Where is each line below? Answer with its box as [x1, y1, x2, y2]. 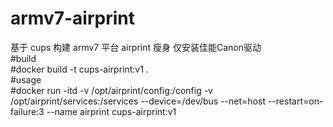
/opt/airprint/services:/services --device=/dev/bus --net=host [10, 95, 266, 107]
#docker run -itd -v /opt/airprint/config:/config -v [10, 84, 213, 96]
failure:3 [10, 105, 45, 117]
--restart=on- [267, 95, 324, 107]
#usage [10, 73, 42, 86]
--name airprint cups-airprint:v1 [46, 105, 177, 117]
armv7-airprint [10, 7, 136, 30]
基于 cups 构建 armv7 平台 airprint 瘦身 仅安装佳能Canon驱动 [10, 41, 262, 53]
